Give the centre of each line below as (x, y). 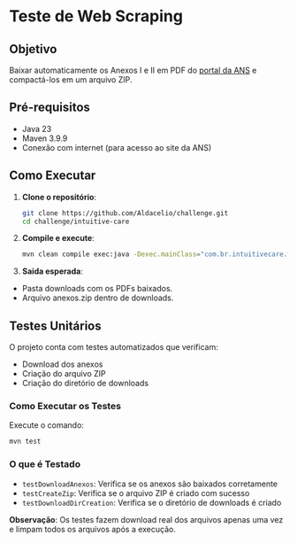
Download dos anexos (62, 364)
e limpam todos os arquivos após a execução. (93, 529)
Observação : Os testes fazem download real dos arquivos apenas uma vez (146, 519)
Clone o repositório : (59, 197)
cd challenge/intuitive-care (76, 221)
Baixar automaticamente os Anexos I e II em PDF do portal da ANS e (133, 70)
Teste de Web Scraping (96, 16)
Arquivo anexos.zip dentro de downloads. (98, 298)
